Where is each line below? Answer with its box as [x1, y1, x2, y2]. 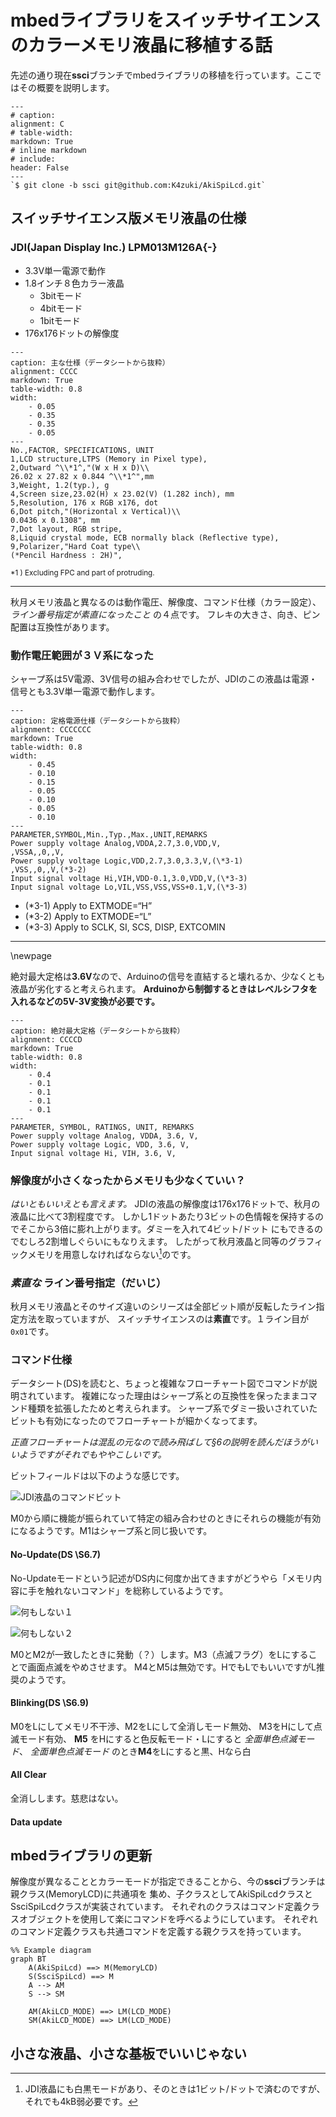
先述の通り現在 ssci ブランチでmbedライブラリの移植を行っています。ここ [10, 69, 313, 81]
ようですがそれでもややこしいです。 [18, 1449, 167, 1461]
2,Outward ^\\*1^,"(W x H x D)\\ [10, 462, 150, 473]
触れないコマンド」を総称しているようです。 [44, 1584, 229, 1596]
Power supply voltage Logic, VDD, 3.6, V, [10, 1139, 190, 1150]
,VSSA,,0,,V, [10, 847, 65, 857]
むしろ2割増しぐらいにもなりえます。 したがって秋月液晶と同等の [18, 1236, 289, 1248]
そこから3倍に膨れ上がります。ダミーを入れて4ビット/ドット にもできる [18, 1223, 315, 1235]
